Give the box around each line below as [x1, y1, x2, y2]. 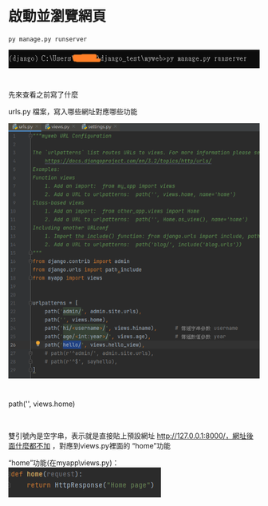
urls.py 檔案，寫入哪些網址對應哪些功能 [8, 106, 138, 116]
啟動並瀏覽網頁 [8, 7, 107, 26]
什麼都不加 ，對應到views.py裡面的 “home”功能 [14, 440, 171, 450]
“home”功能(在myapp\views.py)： [8, 457, 120, 468]
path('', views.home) [8, 399, 76, 408]
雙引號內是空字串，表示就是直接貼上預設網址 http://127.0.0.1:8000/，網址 [8, 431, 247, 440]
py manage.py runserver [8, 35, 88, 43]
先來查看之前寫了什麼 [8, 90, 78, 99]
